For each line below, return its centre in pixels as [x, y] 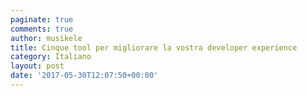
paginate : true [42, 19]
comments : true [42, 29]
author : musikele [46, 38]
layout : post [37, 66]
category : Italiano [51, 57]
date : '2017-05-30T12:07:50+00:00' [84, 76]
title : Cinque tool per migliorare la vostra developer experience [154, 47]
